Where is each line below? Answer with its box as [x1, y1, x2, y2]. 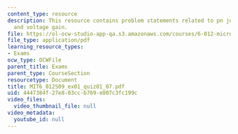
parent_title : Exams [7, 63, 69, 70]
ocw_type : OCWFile [7, 57, 62, 64]
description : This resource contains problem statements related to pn [7, 17, 223, 24]
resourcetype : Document [7, 76, 78, 84]
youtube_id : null [13, 116, 65, 123]
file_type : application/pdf [7, 37, 91, 44]
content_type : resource [7, 10, 78, 18]
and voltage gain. [13, 23, 69, 30]
